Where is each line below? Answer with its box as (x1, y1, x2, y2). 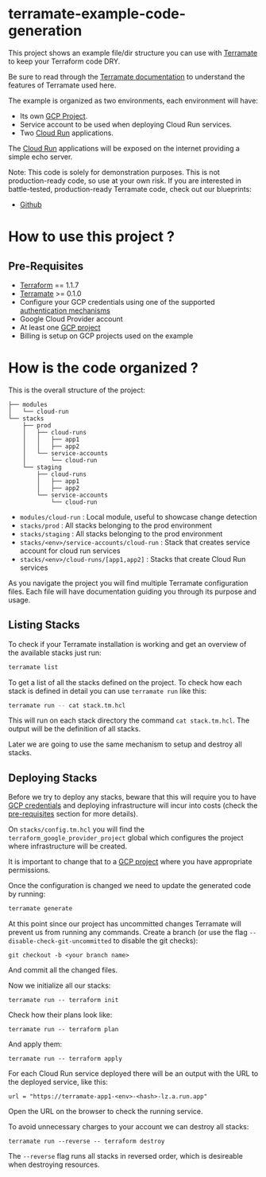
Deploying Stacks (8, 771, 98, 785)
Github (19, 200, 42, 209)
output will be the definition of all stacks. (8, 724, 141, 734)
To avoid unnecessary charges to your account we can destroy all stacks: (8, 1122, 249, 1132)
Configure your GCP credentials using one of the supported (19, 297, 216, 306)
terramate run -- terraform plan (8, 1026, 119, 1034)
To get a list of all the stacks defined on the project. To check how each (8, 677, 242, 687)
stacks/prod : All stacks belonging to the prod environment (19, 520, 213, 530)
